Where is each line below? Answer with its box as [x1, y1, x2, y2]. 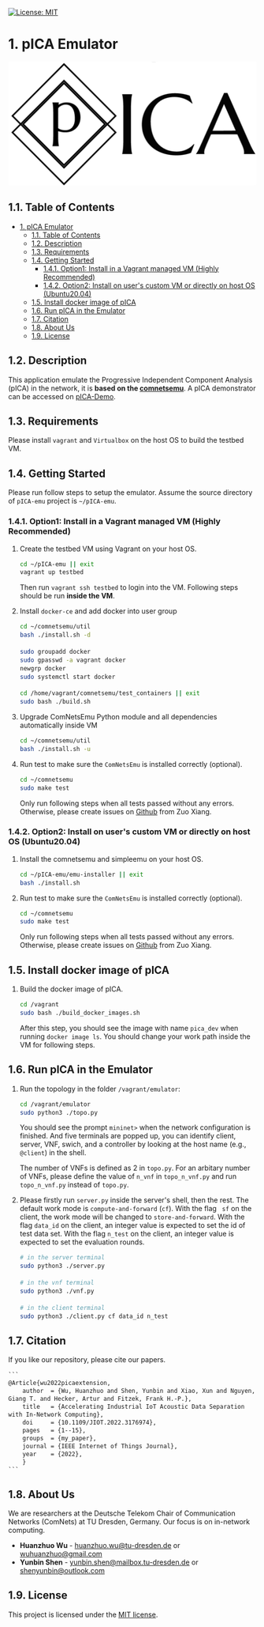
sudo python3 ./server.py [19, 1262, 105, 1270]
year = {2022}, [22, 1451, 83, 1459]
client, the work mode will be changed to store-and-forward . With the [19, 1212, 245, 1221]
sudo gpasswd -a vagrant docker [19, 656, 126, 664]
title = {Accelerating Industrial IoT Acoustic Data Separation [22, 1403, 245, 1411]
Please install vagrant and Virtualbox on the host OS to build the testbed [8, 436, 244, 445]
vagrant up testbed [19, 568, 84, 576]
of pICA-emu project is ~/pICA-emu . [8, 496, 117, 506]
